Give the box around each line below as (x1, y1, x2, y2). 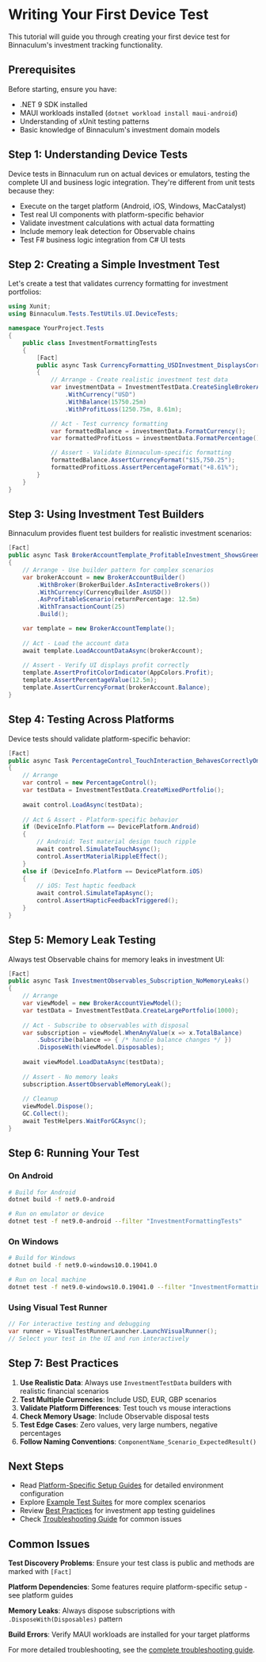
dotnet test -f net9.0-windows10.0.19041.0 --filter (8, 1283, 186, 1291)
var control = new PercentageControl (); (22, 779, 158, 787)
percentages (19, 1428, 62, 1438)
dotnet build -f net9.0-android (8, 1196, 115, 1204)
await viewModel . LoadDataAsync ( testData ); (22, 1059, 165, 1067)
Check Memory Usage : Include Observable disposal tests (19, 1411, 210, 1421)
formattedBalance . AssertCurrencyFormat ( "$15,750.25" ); (50, 456, 236, 465)
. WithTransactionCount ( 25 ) (36, 603, 126, 611)
